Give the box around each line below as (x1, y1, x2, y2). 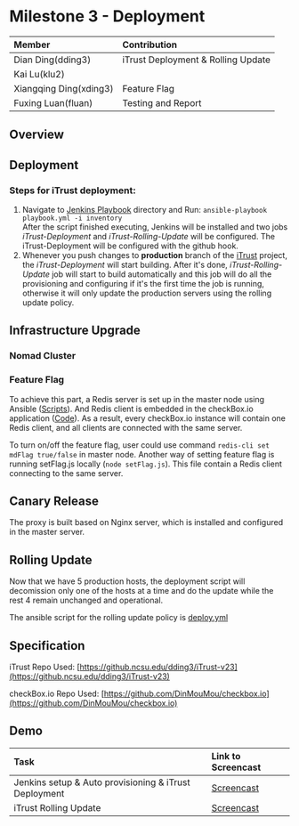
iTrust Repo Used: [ (9, 661, 80, 673)
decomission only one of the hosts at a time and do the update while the (9, 586, 274, 596)
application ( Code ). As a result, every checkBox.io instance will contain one (9, 412, 287, 424)
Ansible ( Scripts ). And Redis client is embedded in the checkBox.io (9, 403, 254, 414)
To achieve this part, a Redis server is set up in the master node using (9, 393, 265, 404)
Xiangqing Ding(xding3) (13, 82, 114, 94)
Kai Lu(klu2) (13, 68, 65, 80)
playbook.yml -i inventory (21, 214, 123, 223)
